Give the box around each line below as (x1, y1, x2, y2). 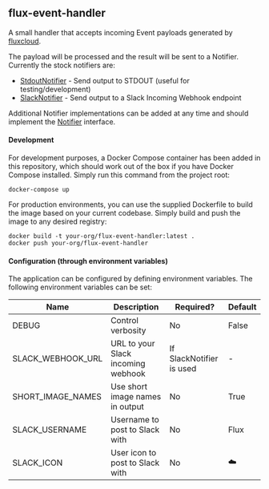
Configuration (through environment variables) (8, 256, 168, 265)
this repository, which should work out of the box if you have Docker (8, 162, 234, 172)
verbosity (110, 325, 147, 336)
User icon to (110, 447, 157, 459)
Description (113, 301, 159, 313)
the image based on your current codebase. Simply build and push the (8, 208, 241, 218)
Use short (110, 381, 148, 392)
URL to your (110, 338, 155, 350)
